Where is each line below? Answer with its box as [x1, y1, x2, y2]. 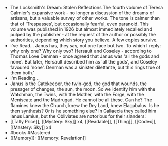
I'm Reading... [10, 75, 40, 81]
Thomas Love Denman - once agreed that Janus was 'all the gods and [10, 53, 159, 59]
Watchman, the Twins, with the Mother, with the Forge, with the [10, 92, 144, 97]
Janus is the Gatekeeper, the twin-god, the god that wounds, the [10, 80, 147, 87]
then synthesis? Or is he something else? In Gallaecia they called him [10, 108, 157, 114]
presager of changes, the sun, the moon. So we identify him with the [10, 86, 156, 92]
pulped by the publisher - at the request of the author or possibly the [10, 32, 156, 37]
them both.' [10, 70, 34, 76]
